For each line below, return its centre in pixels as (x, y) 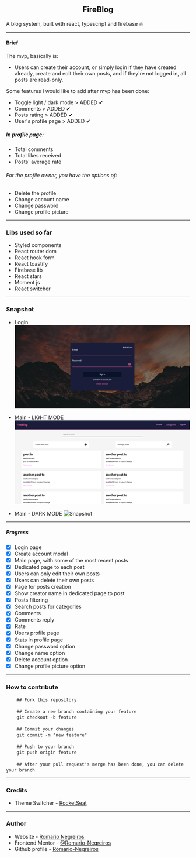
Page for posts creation (43, 587)
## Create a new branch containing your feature (77, 712)
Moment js (27, 283)
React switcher (32, 289)
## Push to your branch (45, 747)
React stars (28, 276)
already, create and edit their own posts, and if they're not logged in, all (100, 74)
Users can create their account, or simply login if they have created (95, 67)
